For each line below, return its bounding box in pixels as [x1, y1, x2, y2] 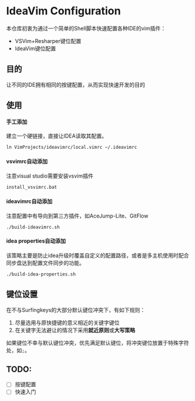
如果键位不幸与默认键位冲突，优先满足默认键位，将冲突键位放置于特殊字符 [6, 339, 189, 346]
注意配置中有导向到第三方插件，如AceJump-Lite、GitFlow [6, 212, 148, 219]
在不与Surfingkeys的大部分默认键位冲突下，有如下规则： [6, 306, 146, 313]
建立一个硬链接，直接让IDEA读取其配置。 [6, 133, 107, 140]
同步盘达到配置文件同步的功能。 [6, 259, 85, 267]
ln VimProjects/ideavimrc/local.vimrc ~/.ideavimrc [6, 145, 137, 151]
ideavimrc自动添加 [6, 198, 52, 205]
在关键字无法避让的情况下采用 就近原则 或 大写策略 [14, 326, 135, 333]
